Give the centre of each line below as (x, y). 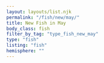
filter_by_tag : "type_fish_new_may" (52, 34)
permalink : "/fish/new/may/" (43, 17)
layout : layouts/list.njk (39, 12)
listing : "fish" (27, 46)
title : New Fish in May (36, 23)
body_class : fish (28, 28)
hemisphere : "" (25, 51)
